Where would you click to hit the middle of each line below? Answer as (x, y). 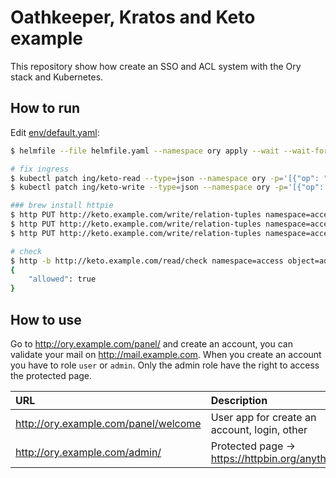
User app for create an (263, 417)
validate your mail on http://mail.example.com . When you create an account (166, 354)
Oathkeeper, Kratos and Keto (133, 17)
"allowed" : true (62, 279)
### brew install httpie (62, 206)
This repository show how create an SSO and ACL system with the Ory (156, 66)
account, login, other (259, 429)
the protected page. (51, 375)
